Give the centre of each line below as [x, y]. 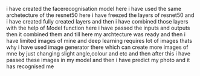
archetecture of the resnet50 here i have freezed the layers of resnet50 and [100, 15]
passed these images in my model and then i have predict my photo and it [98, 60]
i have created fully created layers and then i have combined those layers [97, 21]
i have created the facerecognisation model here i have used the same [94, 9]
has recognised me [30, 66]
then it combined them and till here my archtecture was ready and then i [96, 34]
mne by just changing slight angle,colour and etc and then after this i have [98, 53]
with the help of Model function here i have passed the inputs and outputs [98, 28]
